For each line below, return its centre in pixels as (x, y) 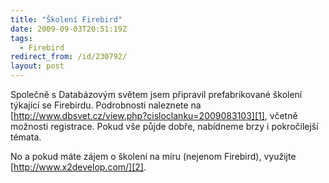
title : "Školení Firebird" (66, 19)
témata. (26, 137)
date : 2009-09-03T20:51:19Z (69, 29)
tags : (21, 38)
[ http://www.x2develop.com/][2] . (78, 167)
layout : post (37, 66)
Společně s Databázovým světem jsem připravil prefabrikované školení (156, 94)
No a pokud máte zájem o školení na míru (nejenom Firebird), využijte (153, 156)
